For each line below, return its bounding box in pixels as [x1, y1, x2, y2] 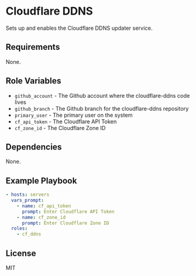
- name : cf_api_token [16, 202, 71, 209]
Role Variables [5, 76, 61, 86]
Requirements [5, 42, 60, 52]
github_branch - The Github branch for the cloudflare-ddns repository [14, 105, 189, 112]
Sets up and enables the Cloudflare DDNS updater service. [5, 24, 153, 32]
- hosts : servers [5, 191, 50, 198]
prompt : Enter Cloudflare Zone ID [21, 220, 110, 226]
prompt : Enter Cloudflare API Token [21, 209, 115, 215]
